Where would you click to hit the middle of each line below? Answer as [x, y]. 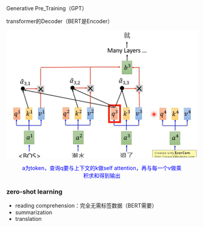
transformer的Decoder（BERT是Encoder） [60, 21]
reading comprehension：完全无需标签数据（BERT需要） [86, 206]
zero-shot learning [34, 192]
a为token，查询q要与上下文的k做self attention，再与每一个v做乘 [102, 168]
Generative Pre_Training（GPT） [47, 8]
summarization [34, 212]
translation [28, 219]
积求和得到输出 [102, 176]
